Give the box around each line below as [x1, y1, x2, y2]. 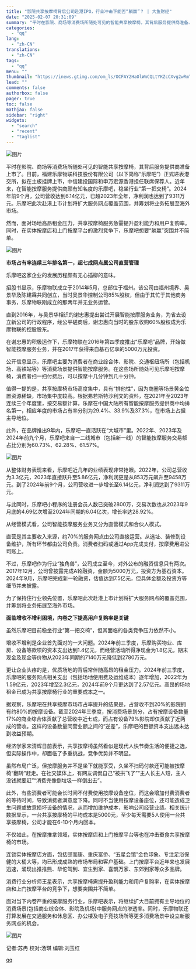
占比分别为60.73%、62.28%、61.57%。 [6, 441, 103, 448]
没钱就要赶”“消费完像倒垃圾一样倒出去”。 [6, 777, 105, 784]
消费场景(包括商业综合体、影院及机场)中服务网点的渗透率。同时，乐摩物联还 [6, 905, 189, 912]
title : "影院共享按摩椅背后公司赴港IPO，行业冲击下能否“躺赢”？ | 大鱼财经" [6, 8, 172, 15]
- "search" [11, 123, 38, 129]
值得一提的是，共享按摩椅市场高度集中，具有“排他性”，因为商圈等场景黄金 [6, 385, 185, 392]
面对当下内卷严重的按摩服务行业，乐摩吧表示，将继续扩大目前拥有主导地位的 [6, 898, 190, 905]
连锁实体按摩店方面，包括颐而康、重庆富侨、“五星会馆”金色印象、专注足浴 [6, 851, 185, 858]
